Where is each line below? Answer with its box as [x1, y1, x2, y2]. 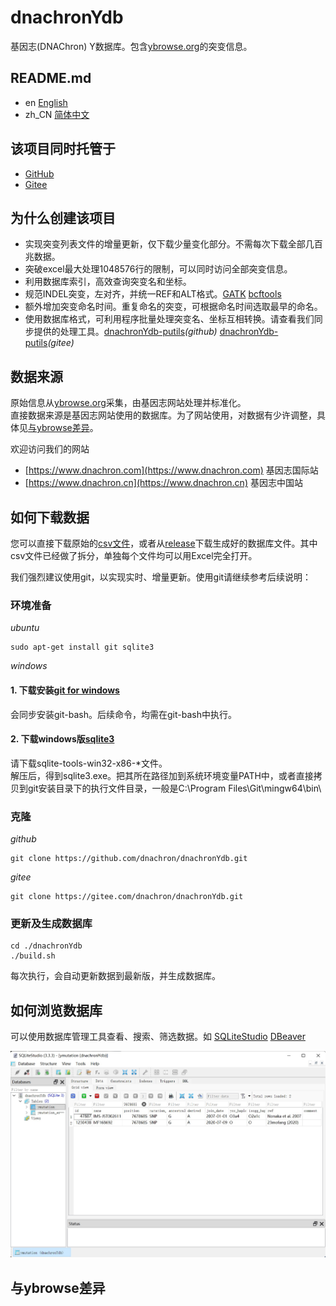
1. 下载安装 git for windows [10, 684, 120, 696]
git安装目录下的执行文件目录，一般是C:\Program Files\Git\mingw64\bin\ [27, 782, 322, 794]
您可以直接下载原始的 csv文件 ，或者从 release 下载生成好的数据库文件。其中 [10, 537, 318, 549]
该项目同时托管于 [10, 141, 116, 158]
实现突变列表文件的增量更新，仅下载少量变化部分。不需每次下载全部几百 [24, 238, 323, 250]
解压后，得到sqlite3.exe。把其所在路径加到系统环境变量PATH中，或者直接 [10, 769, 314, 781]
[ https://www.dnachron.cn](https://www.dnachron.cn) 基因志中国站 [24, 477, 303, 489]
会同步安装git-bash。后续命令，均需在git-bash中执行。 [10, 708, 237, 720]
